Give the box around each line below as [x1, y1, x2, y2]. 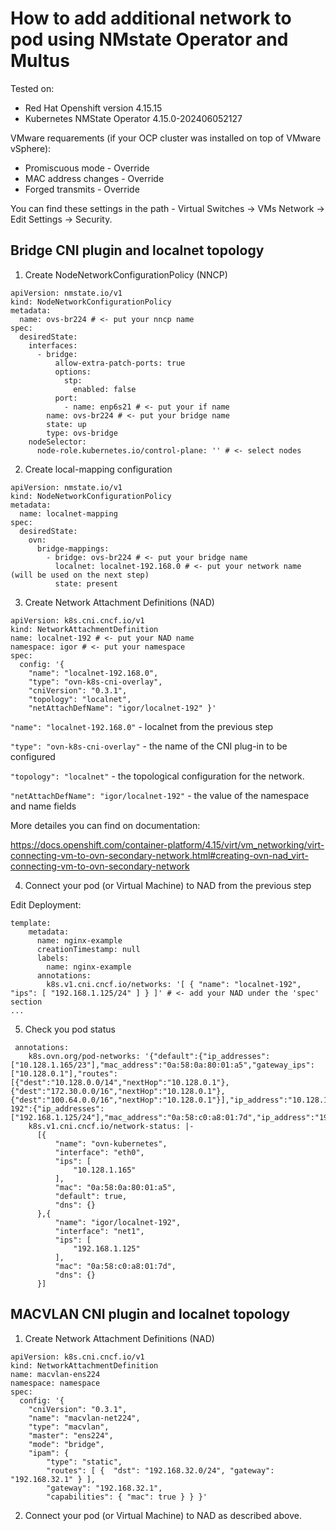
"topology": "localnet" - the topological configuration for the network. [10, 770, 305, 782]
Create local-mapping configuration [24, 463, 173, 475]
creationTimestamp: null [36, 944, 141, 954]
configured [10, 750, 56, 762]
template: [10, 918, 52, 928]
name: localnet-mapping [19, 508, 118, 519]
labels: [36, 953, 70, 963]
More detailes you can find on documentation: [10, 819, 201, 831]
